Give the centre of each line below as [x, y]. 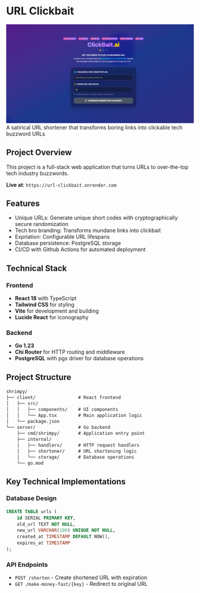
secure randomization [42, 224]
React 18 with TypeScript [46, 298]
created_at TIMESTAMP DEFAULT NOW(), [64, 537]
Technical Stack [37, 268]
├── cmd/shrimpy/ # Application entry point [81, 434]
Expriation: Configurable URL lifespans [62, 237]
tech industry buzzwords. [37, 173]
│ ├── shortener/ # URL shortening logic [77, 452]
